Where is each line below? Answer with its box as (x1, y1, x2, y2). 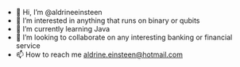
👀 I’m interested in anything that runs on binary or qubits (15, 16, 200, 25)
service (15, 41, 41, 50)
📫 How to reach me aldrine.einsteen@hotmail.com (15, 50, 184, 59)
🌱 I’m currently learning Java (15, 24, 110, 33)
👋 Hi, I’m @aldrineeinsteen (15, 8, 103, 17)
